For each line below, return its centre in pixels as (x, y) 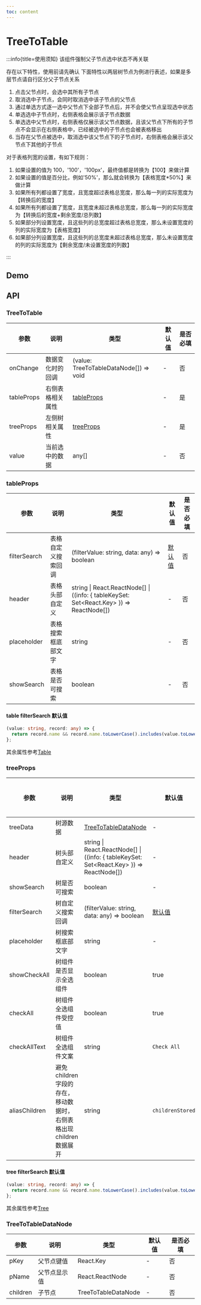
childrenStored (174, 1111)
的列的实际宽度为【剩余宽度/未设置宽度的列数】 (74, 245)
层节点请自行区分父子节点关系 (43, 79)
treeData (22, 827)
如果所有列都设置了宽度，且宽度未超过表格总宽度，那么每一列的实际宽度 (104, 207)
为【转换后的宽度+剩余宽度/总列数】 (60, 215)
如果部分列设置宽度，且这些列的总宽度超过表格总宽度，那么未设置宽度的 (104, 222)
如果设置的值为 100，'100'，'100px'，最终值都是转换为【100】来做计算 (102, 170)
